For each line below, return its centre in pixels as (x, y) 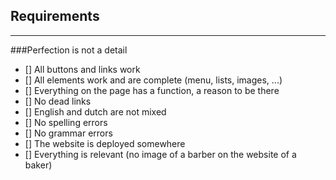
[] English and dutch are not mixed (95, 111)
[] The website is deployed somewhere (105, 143)
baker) (38, 165)
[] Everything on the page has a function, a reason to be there (152, 90)
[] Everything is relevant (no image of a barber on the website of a (160, 154)
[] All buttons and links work (82, 69)
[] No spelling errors (66, 122)
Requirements (55, 16)
